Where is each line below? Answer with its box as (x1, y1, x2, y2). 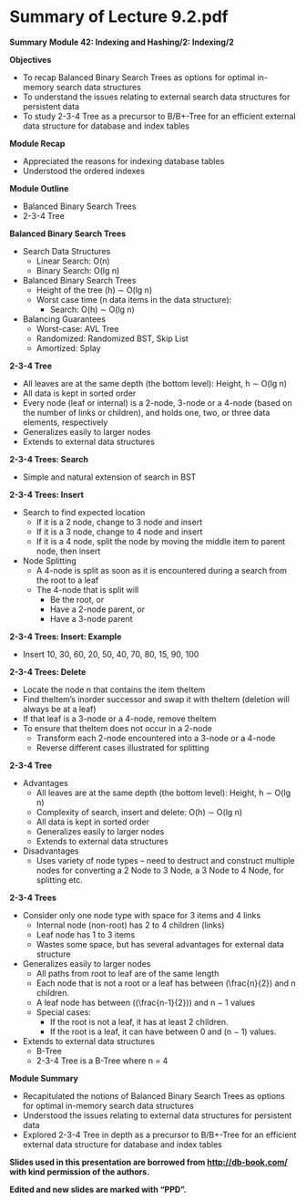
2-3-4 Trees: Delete (9, 666, 87, 677)
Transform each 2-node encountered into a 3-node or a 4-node (36, 732, 276, 743)
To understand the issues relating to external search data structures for (22, 91, 291, 102)
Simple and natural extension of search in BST (22, 471, 197, 482)
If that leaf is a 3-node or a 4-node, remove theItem (22, 713, 217, 724)
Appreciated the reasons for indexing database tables (22, 155, 225, 166)
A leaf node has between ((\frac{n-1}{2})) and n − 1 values (36, 997, 256, 1008)
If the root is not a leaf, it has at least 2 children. (49, 1016, 229, 1027)
